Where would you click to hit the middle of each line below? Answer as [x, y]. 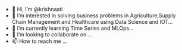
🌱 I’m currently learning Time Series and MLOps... [73, 28]
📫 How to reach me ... [39, 41]
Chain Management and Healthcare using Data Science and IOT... [92, 22]
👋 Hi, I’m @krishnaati [37, 9]
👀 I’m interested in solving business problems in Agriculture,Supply [94, 15]
